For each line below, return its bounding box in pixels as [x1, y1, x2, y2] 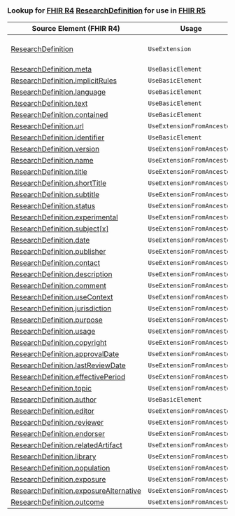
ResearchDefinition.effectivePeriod [10, 372, 126, 382]
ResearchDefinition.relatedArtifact [10, 440, 122, 450]
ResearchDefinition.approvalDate [10, 349, 120, 359]
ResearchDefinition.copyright [10, 338, 107, 348]
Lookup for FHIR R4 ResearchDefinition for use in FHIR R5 [7, 6, 206, 15]
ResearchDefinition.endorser [10, 429, 106, 439]
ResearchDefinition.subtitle [10, 190, 100, 200]
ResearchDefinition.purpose [10, 315, 103, 325]
